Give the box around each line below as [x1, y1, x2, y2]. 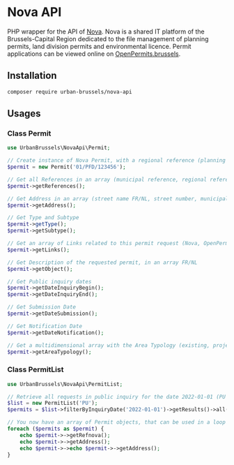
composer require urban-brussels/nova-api [7, 88, 132, 95]
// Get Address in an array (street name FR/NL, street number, [7, 195, 198, 202]
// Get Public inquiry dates [7, 278, 92, 285]
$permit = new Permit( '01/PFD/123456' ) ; [7, 163, 127, 171]
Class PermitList [7, 364, 64, 374]
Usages [7, 108, 41, 119]
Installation [7, 70, 57, 82]
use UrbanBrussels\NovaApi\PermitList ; [7, 381, 123, 387]
